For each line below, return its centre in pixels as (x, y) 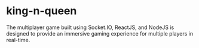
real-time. (18, 40)
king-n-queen (42, 11)
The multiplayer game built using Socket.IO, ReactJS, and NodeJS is (90, 27)
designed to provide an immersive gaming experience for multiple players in (100, 33)
